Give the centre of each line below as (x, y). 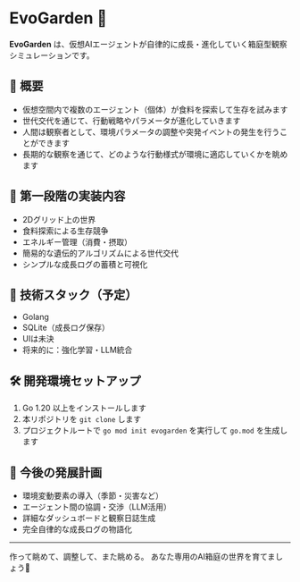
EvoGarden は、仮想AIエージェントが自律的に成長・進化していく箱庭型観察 (148, 44)
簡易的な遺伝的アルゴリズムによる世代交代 (100, 253)
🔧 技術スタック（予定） (73, 295)
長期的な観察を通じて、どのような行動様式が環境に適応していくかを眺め (155, 154)
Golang (35, 317)
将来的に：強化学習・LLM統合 (77, 350)
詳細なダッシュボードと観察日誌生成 (89, 518)
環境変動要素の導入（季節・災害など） (92, 496)
